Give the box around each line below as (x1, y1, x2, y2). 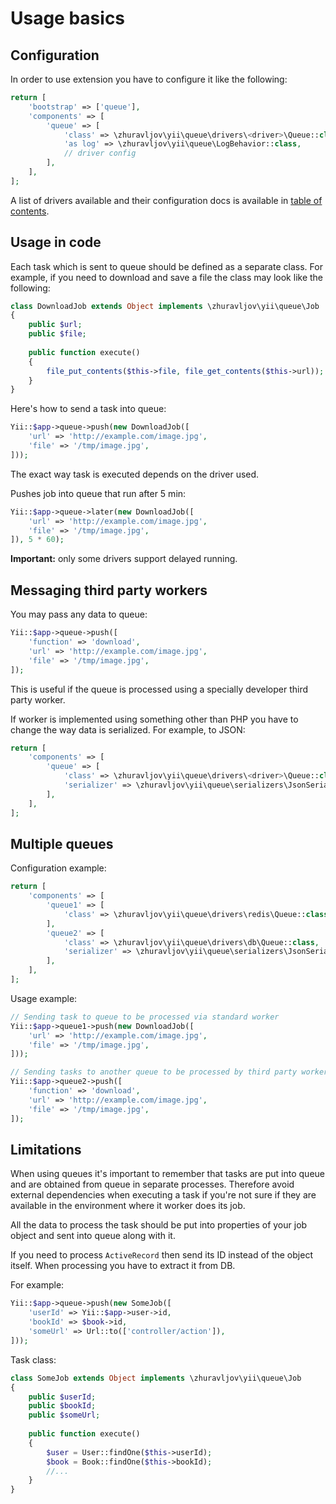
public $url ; (28, 320, 83, 330)
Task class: (10, 1353, 57, 1366)
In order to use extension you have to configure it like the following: (10, 73, 288, 85)
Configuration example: (10, 862, 107, 874)
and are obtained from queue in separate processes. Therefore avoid (10, 1178, 295, 1191)
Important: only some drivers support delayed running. (10, 553, 238, 565)
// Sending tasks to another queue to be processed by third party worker (10, 1067, 329, 1077)
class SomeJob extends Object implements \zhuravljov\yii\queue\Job (10, 1373, 302, 1383)
